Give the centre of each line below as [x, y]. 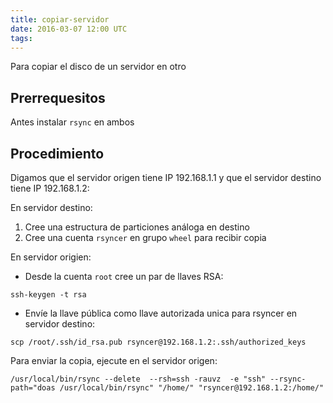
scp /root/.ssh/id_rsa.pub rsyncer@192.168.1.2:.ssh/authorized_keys [158, 342]
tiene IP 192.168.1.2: [50, 188]
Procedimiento [57, 153]
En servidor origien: [51, 257]
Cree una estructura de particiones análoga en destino [137, 227]
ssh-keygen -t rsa [48, 295]
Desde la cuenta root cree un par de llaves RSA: [124, 276]
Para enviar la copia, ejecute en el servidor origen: [114, 360]
